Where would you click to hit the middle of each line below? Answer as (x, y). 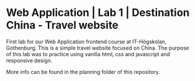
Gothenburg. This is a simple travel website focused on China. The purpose (98, 48)
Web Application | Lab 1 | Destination (98, 13)
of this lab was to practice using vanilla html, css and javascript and (88, 54)
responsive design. (29, 60)
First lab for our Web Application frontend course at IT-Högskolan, (86, 41)
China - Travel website (62, 25)
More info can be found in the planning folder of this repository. (83, 72)
